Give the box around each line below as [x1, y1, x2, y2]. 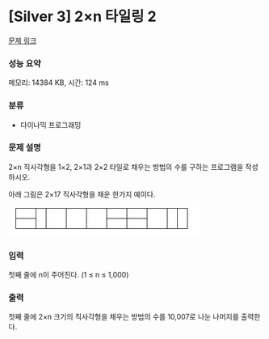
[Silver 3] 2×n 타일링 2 [8, 7, 157, 26]
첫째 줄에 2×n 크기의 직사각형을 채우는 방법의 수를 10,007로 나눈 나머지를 [8, 312, 240, 322]
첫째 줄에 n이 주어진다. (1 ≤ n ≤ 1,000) [8, 270, 129, 280]
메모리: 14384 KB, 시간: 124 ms [8, 78, 109, 87]
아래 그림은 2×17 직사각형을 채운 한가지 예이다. [8, 189, 156, 199]
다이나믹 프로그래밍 [19, 120, 82, 129]
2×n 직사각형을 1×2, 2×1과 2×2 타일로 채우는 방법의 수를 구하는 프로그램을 [8, 162, 244, 172]
